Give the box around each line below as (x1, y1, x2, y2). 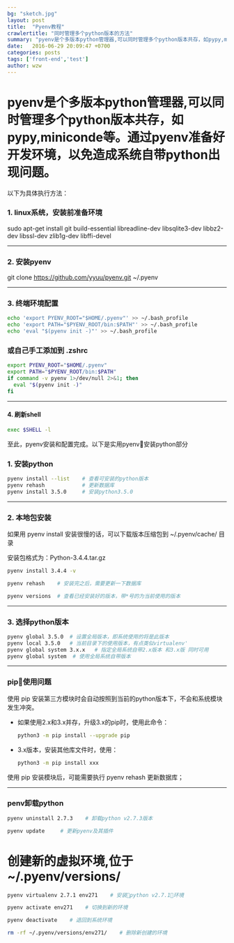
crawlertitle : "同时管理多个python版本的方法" (7, 29, 134, 37)
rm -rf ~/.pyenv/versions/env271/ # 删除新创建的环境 (7, 930, 168, 937)
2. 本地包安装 (7, 513, 52, 522)
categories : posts (7, 50, 61, 57)
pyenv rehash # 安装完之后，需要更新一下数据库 (7, 580, 141, 587)
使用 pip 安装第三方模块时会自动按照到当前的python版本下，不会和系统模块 (7, 694, 223, 703)
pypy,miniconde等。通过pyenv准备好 (7, 129, 225, 145)
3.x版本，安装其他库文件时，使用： (17, 745, 118, 754)
